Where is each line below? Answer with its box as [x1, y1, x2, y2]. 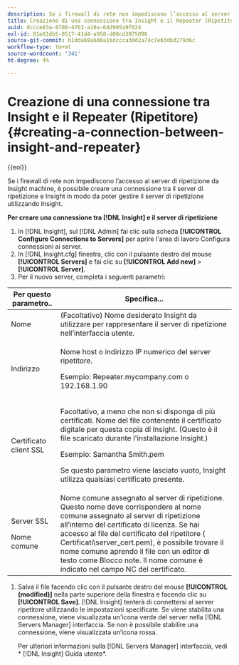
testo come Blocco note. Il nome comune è [60, 555, 203, 565]
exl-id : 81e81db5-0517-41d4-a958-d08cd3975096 [7, 30, 148, 38]
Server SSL [11, 516, 48, 526]
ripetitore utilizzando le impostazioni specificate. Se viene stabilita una [17, 605, 224, 614]
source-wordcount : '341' [7, 51, 81, 58]
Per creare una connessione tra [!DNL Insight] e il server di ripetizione [7, 213, 218, 222]
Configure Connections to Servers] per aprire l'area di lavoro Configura [17, 234, 230, 243]
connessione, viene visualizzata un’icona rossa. [17, 628, 158, 636]
